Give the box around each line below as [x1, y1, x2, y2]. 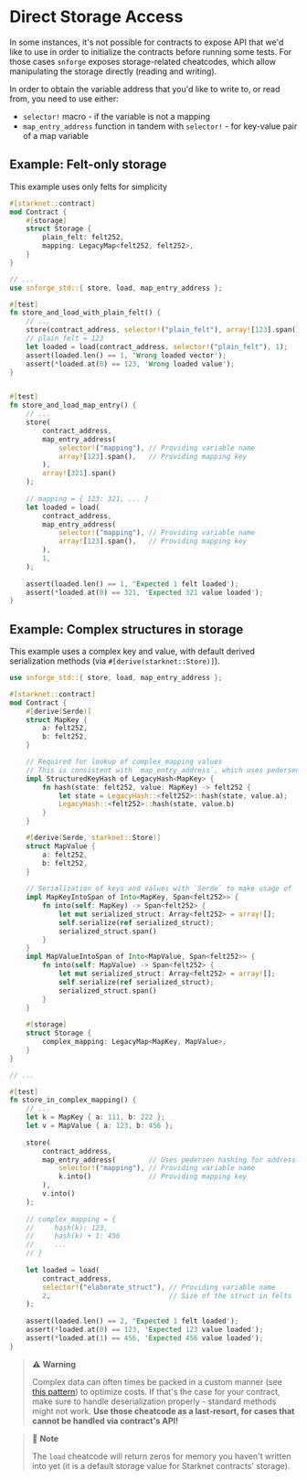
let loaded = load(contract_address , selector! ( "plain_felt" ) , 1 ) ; [26, 342, 288, 351]
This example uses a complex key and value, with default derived [9, 646, 256, 657]
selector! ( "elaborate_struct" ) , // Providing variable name [42, 1283, 276, 1292]
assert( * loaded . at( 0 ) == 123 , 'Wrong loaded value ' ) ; [26, 359, 235, 368]
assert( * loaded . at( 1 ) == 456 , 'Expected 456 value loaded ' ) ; [26, 1333, 264, 1343]
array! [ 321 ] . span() [42, 469, 117, 478]
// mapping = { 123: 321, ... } [26, 494, 149, 504]
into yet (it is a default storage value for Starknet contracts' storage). [31, 1460, 291, 1471]
